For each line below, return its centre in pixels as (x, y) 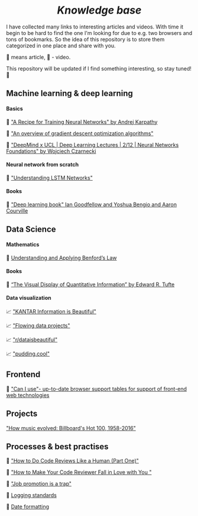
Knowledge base (99, 10)
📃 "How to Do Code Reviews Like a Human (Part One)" (72, 461)
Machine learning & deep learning (69, 93)
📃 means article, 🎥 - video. (38, 57)
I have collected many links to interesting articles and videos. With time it (95, 27)
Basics (15, 108)
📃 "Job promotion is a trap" (39, 484)
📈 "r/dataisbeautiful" (32, 339)
